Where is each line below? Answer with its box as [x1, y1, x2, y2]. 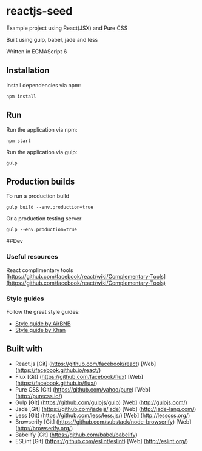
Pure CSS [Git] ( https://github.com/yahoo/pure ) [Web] [15, 385, 150, 393]
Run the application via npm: [6, 126, 78, 133]
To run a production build [6, 192, 70, 200]
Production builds [6, 176, 75, 186]
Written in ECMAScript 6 [6, 47, 67, 55]
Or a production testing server [6, 215, 82, 222]
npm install [6, 93, 36, 100]
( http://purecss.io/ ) [15, 392, 62, 399]
